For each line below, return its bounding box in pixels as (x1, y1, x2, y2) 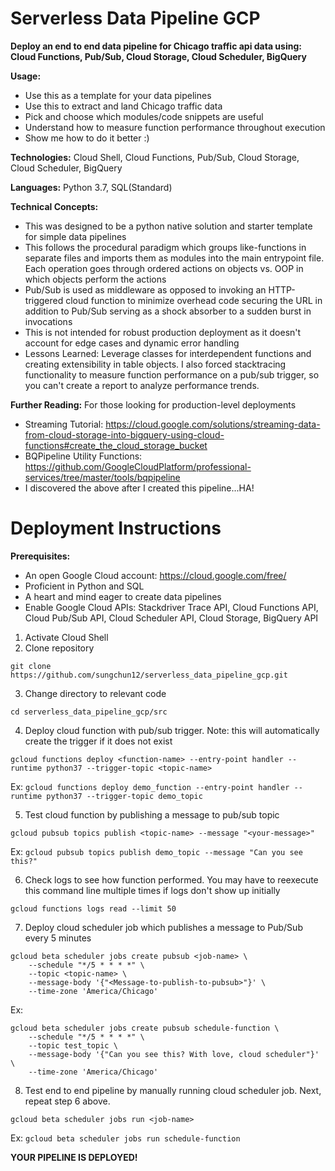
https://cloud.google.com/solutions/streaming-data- (105, 418, 321, 430)
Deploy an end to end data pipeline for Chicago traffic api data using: (10, 40, 302, 52)
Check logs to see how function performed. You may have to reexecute (24, 873, 319, 886)
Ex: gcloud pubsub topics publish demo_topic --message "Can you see (10, 845, 303, 857)
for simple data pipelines (24, 230, 127, 242)
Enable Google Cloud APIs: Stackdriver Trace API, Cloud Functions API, (24, 601, 319, 613)
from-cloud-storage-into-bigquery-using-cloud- (24, 428, 225, 441)
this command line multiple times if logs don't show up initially (24, 884, 281, 896)
